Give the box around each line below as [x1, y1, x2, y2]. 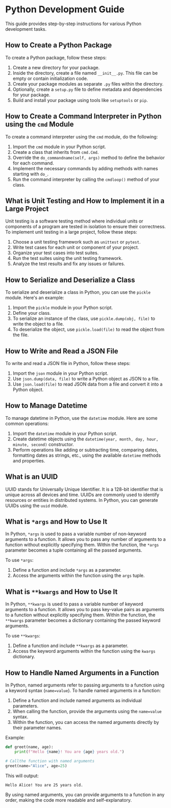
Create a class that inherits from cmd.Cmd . [12, 149, 99, 155]
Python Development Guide [5, 4, 125, 15]
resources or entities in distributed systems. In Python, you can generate [5, 497, 158, 503]
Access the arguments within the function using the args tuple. [12, 573, 145, 579]
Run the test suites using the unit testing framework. [12, 255, 123, 261]
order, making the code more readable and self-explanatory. [5, 797, 132, 803]
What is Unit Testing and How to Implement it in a [5, 196, 165, 205]
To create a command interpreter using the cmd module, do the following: [5, 133, 158, 139]
